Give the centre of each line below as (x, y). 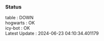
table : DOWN (19, 18)
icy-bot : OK (18, 28)
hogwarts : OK (20, 23)
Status (13, 7)
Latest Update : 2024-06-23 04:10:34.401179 (52, 34)
